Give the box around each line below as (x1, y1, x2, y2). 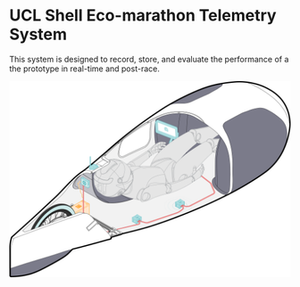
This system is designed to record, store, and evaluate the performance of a (9, 53, 289, 64)
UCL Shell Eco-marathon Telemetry (9, 5, 277, 26)
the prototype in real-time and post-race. (9, 63, 161, 74)
